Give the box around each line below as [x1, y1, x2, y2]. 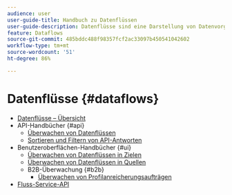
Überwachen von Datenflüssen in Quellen [27, 158, 146, 166]
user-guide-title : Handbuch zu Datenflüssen [7, 17, 137, 24]
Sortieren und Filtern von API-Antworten [27, 136, 142, 144]
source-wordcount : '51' [7, 49, 76, 56]
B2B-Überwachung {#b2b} [27, 165, 105, 174]
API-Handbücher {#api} [17, 121, 85, 129]
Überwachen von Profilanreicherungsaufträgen [37, 172, 172, 180]
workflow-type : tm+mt [7, 42, 70, 49]
